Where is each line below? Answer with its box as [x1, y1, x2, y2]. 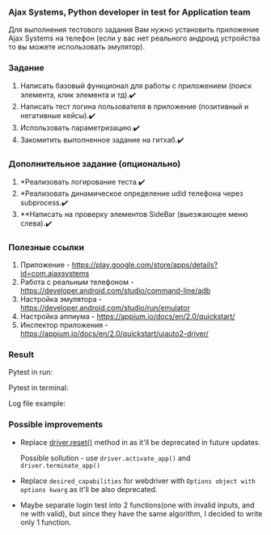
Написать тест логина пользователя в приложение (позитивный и [19, 101, 249, 111]
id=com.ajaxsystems [19, 269, 90, 278]
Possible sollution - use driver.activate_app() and [19, 452, 191, 463]
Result [8, 349, 35, 360]
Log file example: [8, 399, 66, 409]
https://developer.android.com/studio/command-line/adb [19, 286, 211, 295]
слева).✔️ [19, 218, 53, 228]
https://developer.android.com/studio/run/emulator [19, 303, 190, 313]
